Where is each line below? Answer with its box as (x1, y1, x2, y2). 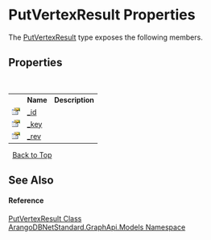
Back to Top (11, 149, 52, 159)
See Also (8, 173, 54, 187)
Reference (8, 196, 44, 205)
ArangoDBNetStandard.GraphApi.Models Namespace (8, 222, 186, 232)
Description (53, 95, 95, 105)
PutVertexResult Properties (8, 6, 196, 24)
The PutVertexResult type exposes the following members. (8, 32, 203, 42)
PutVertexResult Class (8, 214, 82, 224)
